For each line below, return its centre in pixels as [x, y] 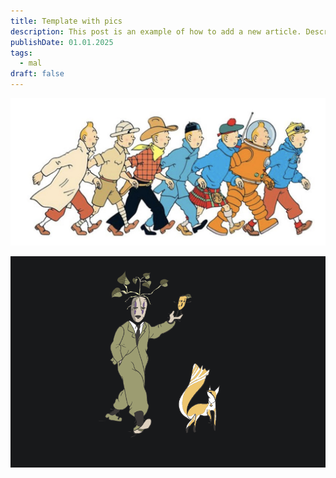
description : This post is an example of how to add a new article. [156, 31]
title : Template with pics [66, 21]
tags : [21, 53]
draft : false [37, 74]
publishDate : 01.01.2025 [62, 42]
